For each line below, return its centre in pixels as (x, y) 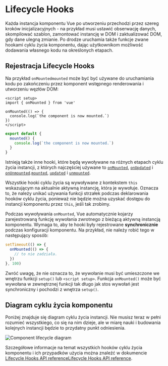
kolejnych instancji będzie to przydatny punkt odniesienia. (66, 328)
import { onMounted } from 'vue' (40, 103)
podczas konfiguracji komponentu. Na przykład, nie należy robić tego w (80, 230)
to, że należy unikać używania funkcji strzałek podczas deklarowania (77, 194)
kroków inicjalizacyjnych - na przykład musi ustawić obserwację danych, (81, 28)
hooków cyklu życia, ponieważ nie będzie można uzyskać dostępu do (78, 199)
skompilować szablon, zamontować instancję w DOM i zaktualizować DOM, (84, 34)
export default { (23, 133)
